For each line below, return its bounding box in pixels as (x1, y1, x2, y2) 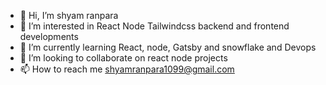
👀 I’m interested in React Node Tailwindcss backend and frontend (19, 20, 290, 32)
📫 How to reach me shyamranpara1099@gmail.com (19, 63, 235, 75)
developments (19, 31, 79, 42)
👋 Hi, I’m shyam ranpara (19, 10, 119, 21)
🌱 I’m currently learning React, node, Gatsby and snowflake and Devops (19, 41, 317, 53)
